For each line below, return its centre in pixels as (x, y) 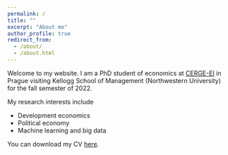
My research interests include (50, 101)
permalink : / (26, 14)
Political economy (43, 123)
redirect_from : (30, 40)
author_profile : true (39, 33)
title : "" (22, 20)
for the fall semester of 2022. (50, 88)
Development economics (54, 115)
